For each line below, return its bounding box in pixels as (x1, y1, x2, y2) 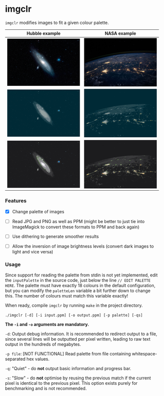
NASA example (104, 30, 137, 36)
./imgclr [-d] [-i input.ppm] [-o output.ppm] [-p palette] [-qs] (5, 313, 143, 318)
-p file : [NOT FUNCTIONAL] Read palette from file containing (5, 351, 131, 357)
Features (5, 198, 27, 204)
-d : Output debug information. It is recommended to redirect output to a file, (5, 331, 158, 337)
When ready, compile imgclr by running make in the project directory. (5, 302, 143, 308)
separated (5, 356, 26, 362)
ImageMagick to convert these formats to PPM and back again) (12, 224, 140, 230)
